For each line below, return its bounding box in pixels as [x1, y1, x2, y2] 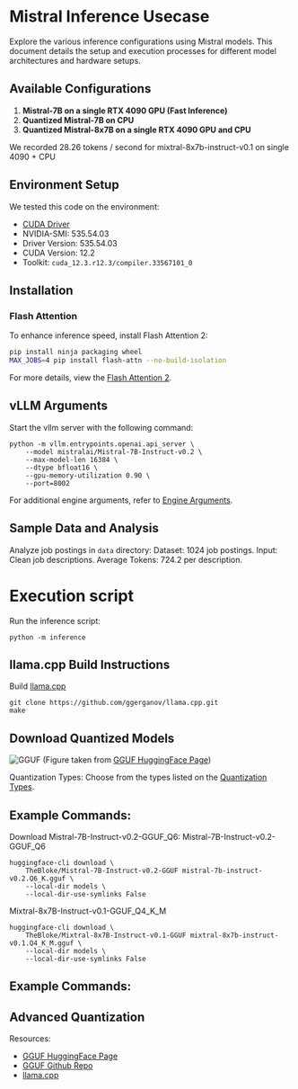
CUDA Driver [22, 219, 70, 229]
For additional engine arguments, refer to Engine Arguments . [9, 495, 233, 505]
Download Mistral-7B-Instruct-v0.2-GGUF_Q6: [9, 832, 181, 842]
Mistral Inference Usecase [9, 6, 210, 27]
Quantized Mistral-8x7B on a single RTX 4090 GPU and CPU [22, 124, 251, 135]
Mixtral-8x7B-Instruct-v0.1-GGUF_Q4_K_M [9, 906, 167, 916]
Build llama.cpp [9, 681, 66, 692]
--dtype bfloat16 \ [25, 463, 99, 472]
